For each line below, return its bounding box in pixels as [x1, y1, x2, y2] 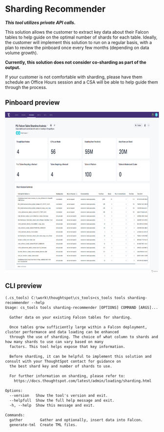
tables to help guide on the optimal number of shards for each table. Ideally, [5, 34, 158, 40]
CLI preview [5, 282, 42, 290]
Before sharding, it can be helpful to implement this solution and [9, 354, 152, 359]
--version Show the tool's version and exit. [9, 393, 108, 398]
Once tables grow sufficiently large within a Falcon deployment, [9, 324, 147, 329]
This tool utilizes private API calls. [5, 20, 76, 25]
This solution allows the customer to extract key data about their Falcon [5, 29, 149, 35]
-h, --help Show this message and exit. [9, 403, 95, 408]
